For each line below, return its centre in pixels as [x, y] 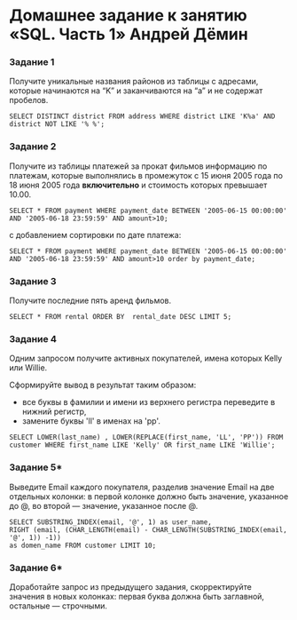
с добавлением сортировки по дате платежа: [95, 234]
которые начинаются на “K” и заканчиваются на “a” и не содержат [136, 91]
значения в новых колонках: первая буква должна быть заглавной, [137, 596]
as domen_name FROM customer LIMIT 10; [83, 545]
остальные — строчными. [59, 606]
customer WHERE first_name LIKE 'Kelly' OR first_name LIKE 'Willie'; [142, 445]
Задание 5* [36, 467]
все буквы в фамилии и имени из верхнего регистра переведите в [148, 402]
